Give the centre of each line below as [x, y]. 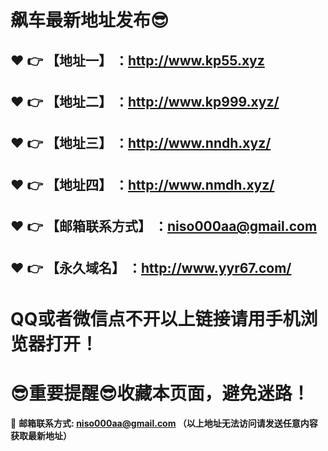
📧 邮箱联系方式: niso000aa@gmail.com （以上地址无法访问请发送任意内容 [164, 423]
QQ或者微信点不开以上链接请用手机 [155, 318]
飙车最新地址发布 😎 [90, 20]
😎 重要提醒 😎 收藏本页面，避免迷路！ [160, 393]
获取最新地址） [41, 435]
